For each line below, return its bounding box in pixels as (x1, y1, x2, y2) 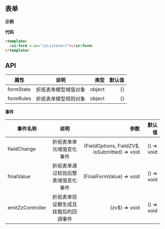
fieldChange (7, 146, 36, 153)
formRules (7, 95, 31, 102)
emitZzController (7, 205, 47, 211)
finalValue (7, 173, 30, 180)
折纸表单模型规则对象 (36, 95, 85, 102)
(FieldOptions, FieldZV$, (83, 142, 140, 149)
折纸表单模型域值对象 (36, 86, 85, 93)
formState (7, 86, 31, 93)
